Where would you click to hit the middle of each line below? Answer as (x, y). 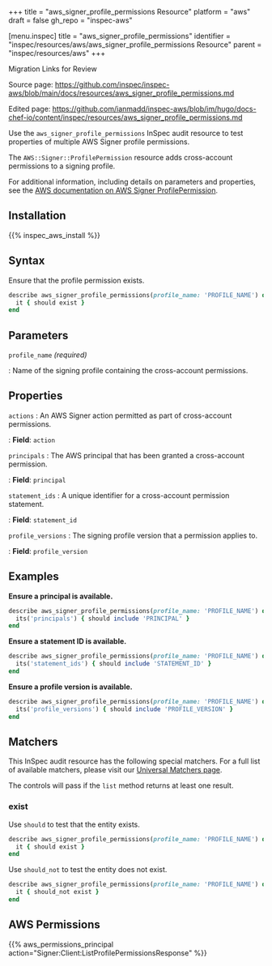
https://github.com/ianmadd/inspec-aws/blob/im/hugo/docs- (154, 109)
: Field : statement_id (42, 519)
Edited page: (30, 109)
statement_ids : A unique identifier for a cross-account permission (119, 495)
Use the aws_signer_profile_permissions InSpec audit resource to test (126, 133)
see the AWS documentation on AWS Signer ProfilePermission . (113, 190)
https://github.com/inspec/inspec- (113, 85)
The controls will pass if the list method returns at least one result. (121, 785)
